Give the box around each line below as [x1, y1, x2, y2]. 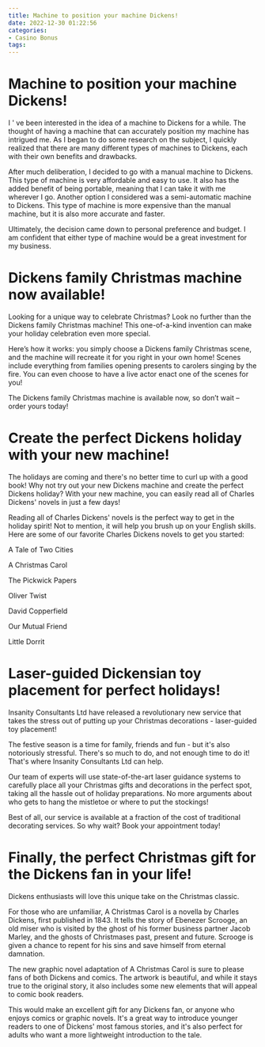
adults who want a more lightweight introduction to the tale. [8, 1030, 203, 1039]
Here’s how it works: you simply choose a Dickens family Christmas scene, [8, 344, 252, 353]
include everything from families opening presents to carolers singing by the [8, 361, 257, 370]
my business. [8, 241, 51, 251]
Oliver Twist [8, 590, 47, 600]
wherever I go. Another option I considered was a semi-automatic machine [8, 192, 252, 202]
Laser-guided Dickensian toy [8, 665, 202, 683]
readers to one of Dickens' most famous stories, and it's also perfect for [8, 1022, 243, 1031]
